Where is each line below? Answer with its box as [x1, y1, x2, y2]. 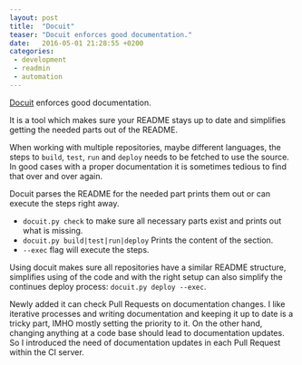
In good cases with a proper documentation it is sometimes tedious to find [9, 160, 287, 172]
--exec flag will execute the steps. [22, 244, 150, 255]
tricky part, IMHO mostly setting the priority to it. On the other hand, [9, 318, 263, 329]
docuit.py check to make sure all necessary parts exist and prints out [22, 215, 282, 226]
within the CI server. [9, 346, 84, 358]
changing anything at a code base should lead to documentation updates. [9, 327, 285, 338]
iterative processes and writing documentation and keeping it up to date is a [9, 308, 294, 319]
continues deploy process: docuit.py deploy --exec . [9, 281, 207, 292]
